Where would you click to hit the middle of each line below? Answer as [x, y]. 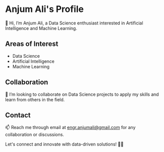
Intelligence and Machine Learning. [41, 28]
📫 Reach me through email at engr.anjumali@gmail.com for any [70, 128]
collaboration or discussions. [35, 135]
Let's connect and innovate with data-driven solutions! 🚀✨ [64, 144]
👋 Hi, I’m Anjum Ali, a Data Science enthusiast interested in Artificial [74, 23]
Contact [18, 115]
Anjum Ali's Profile [44, 9]
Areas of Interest [32, 44]
